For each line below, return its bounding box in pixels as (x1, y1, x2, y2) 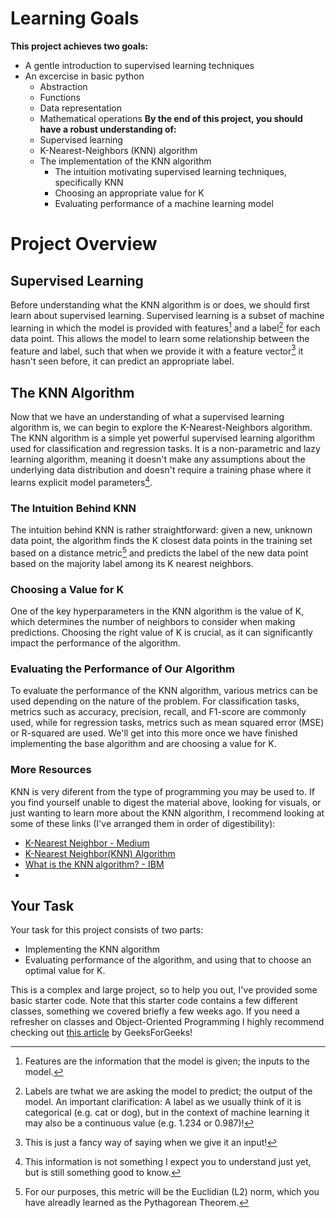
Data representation (39, 102, 122, 114)
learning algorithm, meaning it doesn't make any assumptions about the (10, 453, 306, 466)
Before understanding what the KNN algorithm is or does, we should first (10, 298, 310, 311)
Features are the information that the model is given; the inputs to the (24, 1055, 310, 1067)
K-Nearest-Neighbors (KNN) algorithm (39, 144, 198, 156)
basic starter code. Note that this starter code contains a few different (10, 995, 298, 1007)
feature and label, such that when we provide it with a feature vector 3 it (10, 343, 304, 357)
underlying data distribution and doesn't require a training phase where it (10, 464, 312, 476)
